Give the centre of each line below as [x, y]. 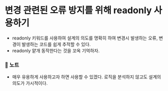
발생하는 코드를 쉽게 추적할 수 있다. [56, 44]
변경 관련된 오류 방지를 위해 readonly [78, 10]
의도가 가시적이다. [30, 83]
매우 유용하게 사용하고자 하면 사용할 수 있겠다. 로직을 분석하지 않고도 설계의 [87, 77]
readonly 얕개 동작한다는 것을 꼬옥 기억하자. [56, 51]
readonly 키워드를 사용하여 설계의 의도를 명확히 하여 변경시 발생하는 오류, [85, 38]
